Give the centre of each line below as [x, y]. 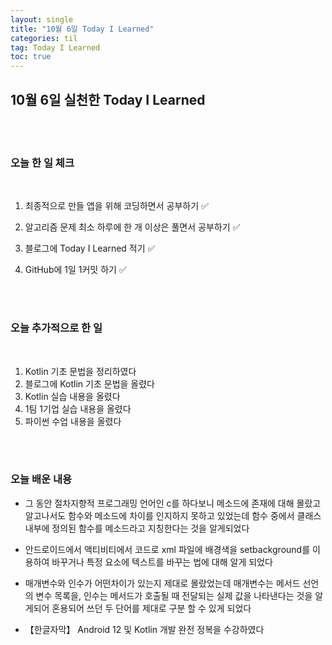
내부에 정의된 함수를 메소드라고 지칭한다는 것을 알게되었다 [137, 528]
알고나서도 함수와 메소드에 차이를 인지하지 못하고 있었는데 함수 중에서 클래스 [173, 515]
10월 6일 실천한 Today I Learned [108, 99]
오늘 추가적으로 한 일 [56, 328]
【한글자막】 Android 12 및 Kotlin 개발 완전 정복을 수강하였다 [144, 629]
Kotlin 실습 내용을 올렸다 [72, 396]
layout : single [42, 19]
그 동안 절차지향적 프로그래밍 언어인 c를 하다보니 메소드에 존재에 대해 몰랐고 [173, 503]
